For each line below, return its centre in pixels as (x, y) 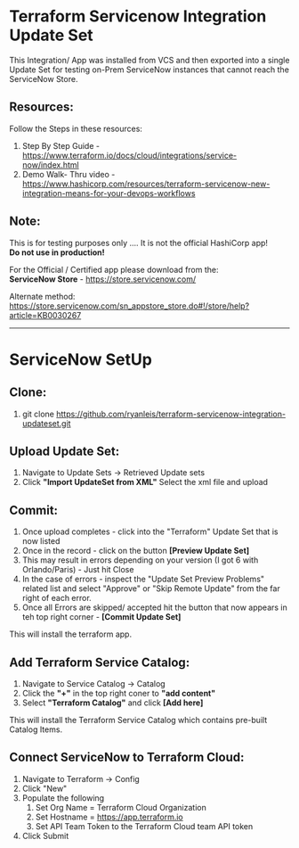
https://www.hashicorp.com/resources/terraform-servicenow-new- (146, 184)
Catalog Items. (36, 729)
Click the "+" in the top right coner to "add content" (119, 693)
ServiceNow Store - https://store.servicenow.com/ (103, 279)
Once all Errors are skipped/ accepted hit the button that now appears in (154, 607)
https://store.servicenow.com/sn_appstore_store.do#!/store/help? (129, 306)
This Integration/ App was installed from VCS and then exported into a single (149, 60)
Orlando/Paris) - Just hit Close (78, 570)
